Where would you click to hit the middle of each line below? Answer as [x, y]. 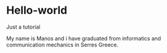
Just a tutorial [23, 27]
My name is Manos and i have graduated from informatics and [84, 38]
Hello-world [37, 10]
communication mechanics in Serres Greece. [62, 45]
